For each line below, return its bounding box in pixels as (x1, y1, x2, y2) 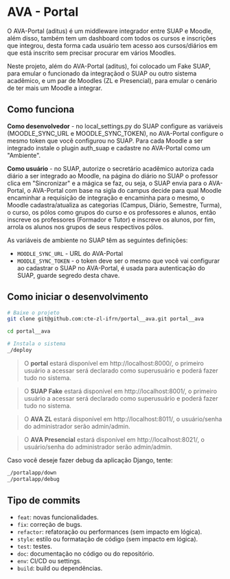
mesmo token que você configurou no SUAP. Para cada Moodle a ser (7, 137, 203, 145)
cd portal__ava (7, 328, 51, 335)
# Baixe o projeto (7, 309, 60, 316)
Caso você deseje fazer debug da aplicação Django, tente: (7, 456, 173, 464)
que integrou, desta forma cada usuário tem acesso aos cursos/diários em (7, 41, 218, 49)
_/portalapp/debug (7, 475, 60, 482)
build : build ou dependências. (16, 564, 103, 572)
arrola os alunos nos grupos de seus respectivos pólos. (7, 222, 164, 231)
